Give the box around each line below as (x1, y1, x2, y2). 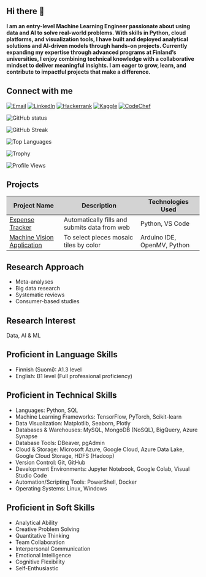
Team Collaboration (15, 538, 66, 546)
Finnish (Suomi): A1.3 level (15, 366, 82, 373)
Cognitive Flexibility (15, 558, 66, 565)
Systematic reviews (15, 291, 65, 298)
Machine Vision (9, 233, 54, 242)
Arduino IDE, (140, 233, 177, 242)
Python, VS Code (140, 219, 190, 228)
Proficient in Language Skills (6, 349, 118, 360)
